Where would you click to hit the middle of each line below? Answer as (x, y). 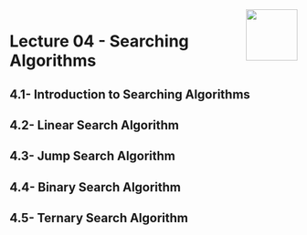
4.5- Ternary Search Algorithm (99, 218)
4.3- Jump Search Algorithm (93, 156)
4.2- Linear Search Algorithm (95, 125)
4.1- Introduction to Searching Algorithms (130, 94)
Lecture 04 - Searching (99, 41)
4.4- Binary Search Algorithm (95, 187)
